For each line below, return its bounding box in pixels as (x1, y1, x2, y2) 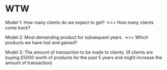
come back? (5, 24, 31, 30)
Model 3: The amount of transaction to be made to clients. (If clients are (5, 49, 153, 55)
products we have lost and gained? (5, 39, 77, 45)
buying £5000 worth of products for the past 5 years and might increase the (5, 54, 162, 60)
